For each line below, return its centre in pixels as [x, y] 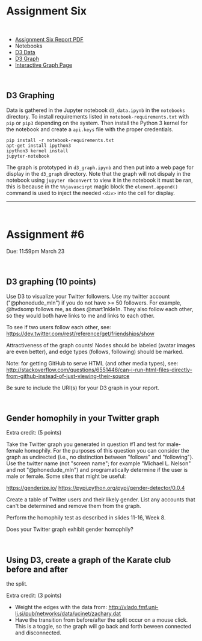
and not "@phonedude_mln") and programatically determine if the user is [97, 470]
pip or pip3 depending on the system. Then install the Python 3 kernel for [97, 123]
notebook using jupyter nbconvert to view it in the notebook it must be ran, [100, 180]
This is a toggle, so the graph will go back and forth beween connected [103, 627]
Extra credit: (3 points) [34, 596]
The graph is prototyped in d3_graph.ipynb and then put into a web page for [100, 167]
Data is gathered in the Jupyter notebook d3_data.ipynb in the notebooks [96, 110]
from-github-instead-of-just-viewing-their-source [68, 376]
